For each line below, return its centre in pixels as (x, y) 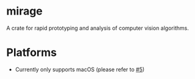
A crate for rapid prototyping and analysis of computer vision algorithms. (97, 28)
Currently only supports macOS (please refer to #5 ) (80, 69)
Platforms (31, 53)
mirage (24, 11)
